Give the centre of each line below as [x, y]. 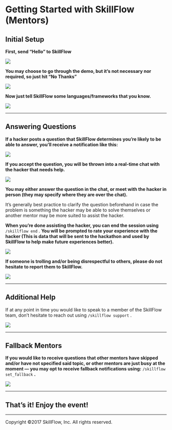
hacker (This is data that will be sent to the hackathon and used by [77, 236]
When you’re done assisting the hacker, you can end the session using [82, 225]
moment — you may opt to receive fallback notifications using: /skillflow [85, 369]
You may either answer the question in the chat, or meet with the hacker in [86, 189]
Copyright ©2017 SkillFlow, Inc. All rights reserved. [59, 422]
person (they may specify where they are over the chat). [67, 194]
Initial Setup [25, 39]
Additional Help [30, 297]
